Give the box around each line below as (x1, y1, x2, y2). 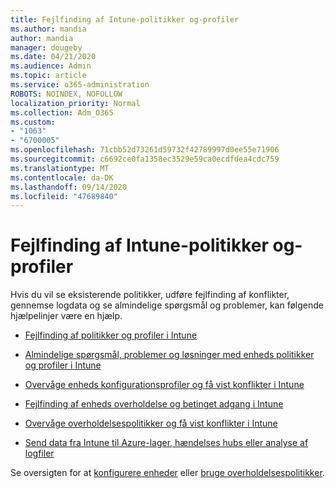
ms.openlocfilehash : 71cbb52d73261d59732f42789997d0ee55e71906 (10, 145, 280, 155)
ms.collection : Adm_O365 (10, 107, 114, 118)
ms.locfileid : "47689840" (10, 191, 118, 201)
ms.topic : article (10, 71, 87, 81)
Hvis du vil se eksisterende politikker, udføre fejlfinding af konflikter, (10, 289, 290, 301)
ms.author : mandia (10, 24, 87, 34)
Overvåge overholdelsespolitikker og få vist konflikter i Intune (24, 417, 278, 430)
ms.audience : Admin (10, 61, 92, 71)
